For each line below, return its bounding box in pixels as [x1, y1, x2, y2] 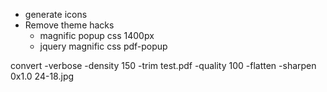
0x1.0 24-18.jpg [10, 70, 75, 82]
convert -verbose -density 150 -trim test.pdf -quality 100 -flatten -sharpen [10, 60, 317, 71]
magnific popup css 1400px [39, 30, 155, 41]
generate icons [24, 9, 88, 20]
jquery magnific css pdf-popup [39, 40, 168, 52]
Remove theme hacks [24, 19, 115, 31]
